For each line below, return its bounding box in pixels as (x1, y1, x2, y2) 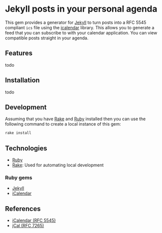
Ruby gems (5, 174, 33, 181)
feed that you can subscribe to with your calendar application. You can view (5, 30, 157, 36)
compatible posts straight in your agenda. (5, 35, 89, 41)
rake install (5, 130, 32, 136)
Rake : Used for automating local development (12, 162, 104, 168)
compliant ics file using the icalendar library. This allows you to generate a (5, 24, 155, 30)
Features (5, 49, 33, 57)
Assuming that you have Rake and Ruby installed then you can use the (5, 116, 146, 122)
